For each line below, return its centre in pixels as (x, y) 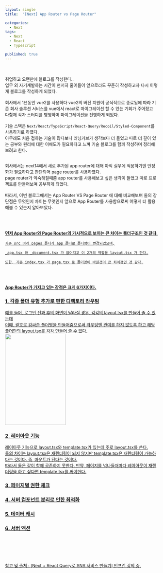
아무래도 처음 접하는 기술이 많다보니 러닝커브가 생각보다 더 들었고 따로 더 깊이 (78, 138)
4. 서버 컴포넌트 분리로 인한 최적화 (42, 500)
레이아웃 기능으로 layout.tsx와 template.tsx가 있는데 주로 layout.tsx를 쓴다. (77, 448)
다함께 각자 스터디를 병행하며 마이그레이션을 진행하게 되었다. (62, 114)
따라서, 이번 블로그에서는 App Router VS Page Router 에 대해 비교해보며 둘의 (78, 195)
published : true (21, 54)
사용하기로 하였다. (22, 132)
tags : (10, 32)
